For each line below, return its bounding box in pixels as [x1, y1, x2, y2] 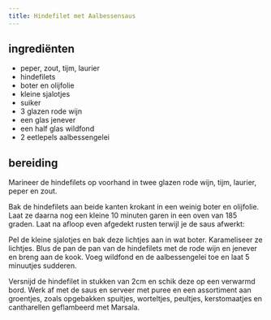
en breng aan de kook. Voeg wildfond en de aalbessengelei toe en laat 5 [8, 253, 250, 262]
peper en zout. [8, 186, 58, 196]
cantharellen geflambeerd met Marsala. [8, 302, 140, 313]
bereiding [8, 156, 58, 170]
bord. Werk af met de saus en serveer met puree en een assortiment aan [8, 285, 252, 295]
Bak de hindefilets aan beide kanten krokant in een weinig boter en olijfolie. [8, 202, 260, 212]
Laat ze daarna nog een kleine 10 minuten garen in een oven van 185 [8, 210, 238, 220]
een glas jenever [19, 115, 76, 125]
